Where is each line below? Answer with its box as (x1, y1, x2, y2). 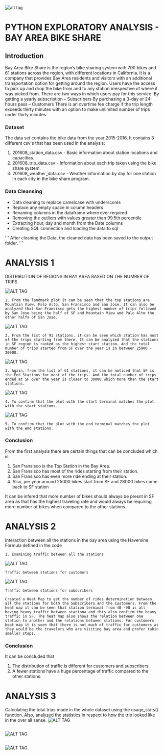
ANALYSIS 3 (5, 691, 56, 702)
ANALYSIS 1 (5, 257, 55, 268)
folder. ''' (5, 240, 23, 246)
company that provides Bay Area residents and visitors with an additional (5, 75, 152, 81)
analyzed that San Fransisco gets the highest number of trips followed (5, 306, 157, 311)
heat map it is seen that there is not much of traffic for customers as (5, 622, 159, 627)
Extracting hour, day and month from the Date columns (12, 220, 123, 226)
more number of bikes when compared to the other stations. (5, 503, 127, 510)
